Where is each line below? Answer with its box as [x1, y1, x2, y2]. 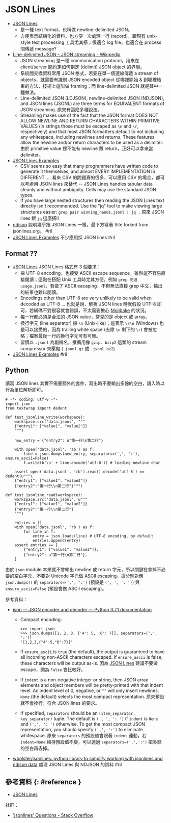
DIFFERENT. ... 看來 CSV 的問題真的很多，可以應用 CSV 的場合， [20, 174, 156, 181]
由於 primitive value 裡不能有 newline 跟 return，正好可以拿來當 [20, 145, 154, 151]
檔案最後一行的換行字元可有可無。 [29, 332, 101, 339]
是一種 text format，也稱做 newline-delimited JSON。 [20, 27, 133, 33]
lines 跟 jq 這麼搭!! [20, 215, 60, 221]
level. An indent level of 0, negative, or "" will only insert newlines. [20, 687, 159, 693]
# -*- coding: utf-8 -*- [5, 397, 58, 402]
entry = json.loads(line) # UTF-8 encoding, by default [32, 533, 154, 538]
